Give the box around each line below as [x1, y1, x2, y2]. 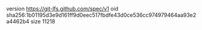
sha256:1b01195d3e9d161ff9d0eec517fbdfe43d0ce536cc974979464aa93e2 [6, 11, 197, 19]
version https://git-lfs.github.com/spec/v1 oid [6, 5, 119, 12]
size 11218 [30, 18, 55, 25]
